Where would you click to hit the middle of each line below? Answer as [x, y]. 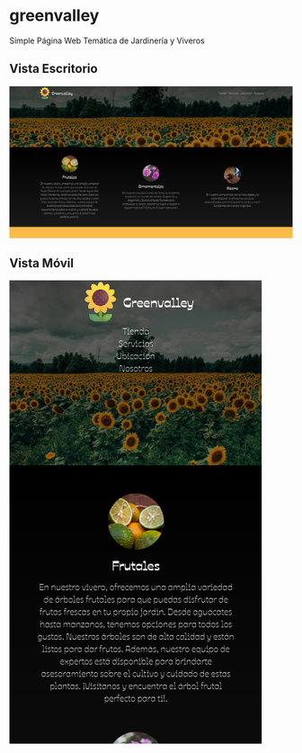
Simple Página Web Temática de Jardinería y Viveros [107, 40]
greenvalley [54, 16]
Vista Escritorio [53, 69]
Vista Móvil [42, 263]
